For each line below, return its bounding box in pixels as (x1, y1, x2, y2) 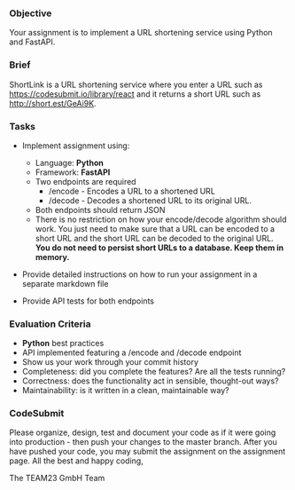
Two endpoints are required (35, 176, 136, 186)
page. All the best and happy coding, (9, 455, 144, 466)
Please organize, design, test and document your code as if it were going (9, 427, 276, 438)
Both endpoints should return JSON (35, 204, 166, 215)
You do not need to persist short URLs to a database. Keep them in (35, 242, 284, 253)
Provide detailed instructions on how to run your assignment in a (21, 269, 258, 280)
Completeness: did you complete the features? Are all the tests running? (21, 367, 286, 377)
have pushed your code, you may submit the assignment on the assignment (9, 447, 286, 457)
